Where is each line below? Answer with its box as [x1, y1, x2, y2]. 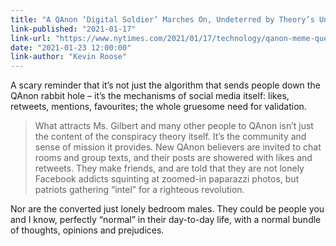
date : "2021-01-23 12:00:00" [10, 42, 132, 53]
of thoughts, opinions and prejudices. [10, 224, 165, 236]
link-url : [10, 33, 52, 43]
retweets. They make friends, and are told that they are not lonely [34, 162, 305, 175]
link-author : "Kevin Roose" [10, 52, 128, 62]
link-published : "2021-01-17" [10, 24, 137, 34]
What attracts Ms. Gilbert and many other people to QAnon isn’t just [34, 120, 314, 132]
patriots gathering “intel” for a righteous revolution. [34, 184, 245, 196]
